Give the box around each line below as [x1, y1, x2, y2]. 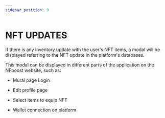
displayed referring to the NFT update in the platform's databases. [5, 52, 145, 58]
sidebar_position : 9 [5, 7, 50, 13]
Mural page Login [12, 77, 50, 83]
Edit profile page [12, 87, 48, 93]
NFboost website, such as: [5, 67, 61, 73]
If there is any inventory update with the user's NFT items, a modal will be [5, 46, 160, 53]
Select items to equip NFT [12, 97, 68, 103]
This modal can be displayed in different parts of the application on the [5, 62, 154, 68]
